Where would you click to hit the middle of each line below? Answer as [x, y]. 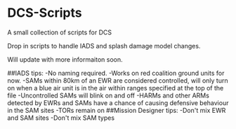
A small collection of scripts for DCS [60, 32]
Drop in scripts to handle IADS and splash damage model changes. [104, 46]
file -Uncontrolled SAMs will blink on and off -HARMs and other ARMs [108, 95]
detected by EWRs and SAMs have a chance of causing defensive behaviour [118, 102]
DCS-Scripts [45, 13]
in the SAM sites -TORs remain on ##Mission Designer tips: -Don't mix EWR [117, 110]
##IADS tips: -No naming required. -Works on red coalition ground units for [116, 73]
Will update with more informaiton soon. [65, 59]
